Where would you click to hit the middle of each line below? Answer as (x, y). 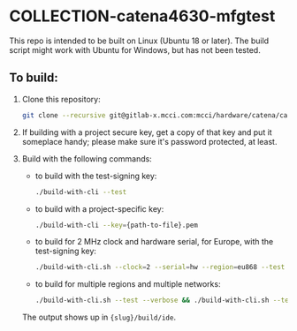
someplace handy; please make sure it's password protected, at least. (149, 141)
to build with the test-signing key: (96, 176)
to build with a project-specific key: (99, 208)
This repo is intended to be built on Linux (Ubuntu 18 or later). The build (139, 41)
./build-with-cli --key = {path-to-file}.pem (117, 225)
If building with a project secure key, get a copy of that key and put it (147, 132)
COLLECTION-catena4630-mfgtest (142, 16)
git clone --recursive (64, 115)
